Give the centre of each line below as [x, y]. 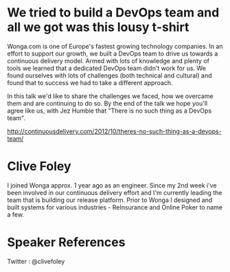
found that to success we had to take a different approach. [90, 82]
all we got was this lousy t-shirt [98, 27]
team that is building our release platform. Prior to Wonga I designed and [110, 200]
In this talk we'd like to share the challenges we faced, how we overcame [111, 96]
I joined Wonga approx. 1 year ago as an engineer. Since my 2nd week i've [112, 185]
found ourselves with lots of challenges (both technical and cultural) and [110, 75]
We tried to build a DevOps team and [113, 13]
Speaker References [66, 242]
